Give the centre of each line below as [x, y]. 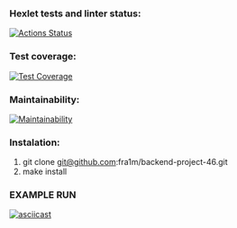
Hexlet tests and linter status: [75, 14]
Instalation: [35, 142]
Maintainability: [45, 99]
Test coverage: [43, 57]
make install [45, 172]
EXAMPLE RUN [43, 195]
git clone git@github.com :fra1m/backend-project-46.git [125, 162]
